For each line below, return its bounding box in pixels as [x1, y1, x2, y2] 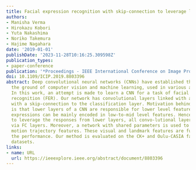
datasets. [11, 138, 35, 145]
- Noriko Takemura [6, 36, 51, 41]
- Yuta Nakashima [6, 30, 48, 36]
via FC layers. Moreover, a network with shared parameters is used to [11, 123, 190, 129]
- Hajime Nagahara [6, 41, 51, 47]
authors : [6, 14, 27, 20]
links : [6, 144, 22, 150]
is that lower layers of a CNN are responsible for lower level [11, 106, 171, 112]
